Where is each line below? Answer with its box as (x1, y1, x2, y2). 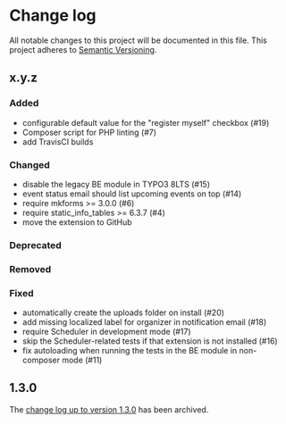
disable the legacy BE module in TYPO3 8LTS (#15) (21, 179, 210, 189)
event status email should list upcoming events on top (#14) (21, 188, 242, 199)
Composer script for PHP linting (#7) (21, 127, 157, 137)
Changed (9, 158, 51, 170)
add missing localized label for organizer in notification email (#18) (21, 317, 267, 328)
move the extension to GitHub (21, 216, 132, 228)
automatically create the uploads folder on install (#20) (21, 307, 225, 318)
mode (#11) (62, 354, 103, 366)
